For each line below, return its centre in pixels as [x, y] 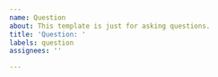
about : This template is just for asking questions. [110, 26]
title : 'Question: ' [48, 34]
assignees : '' [36, 51]
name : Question [38, 17]
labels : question [42, 43]
